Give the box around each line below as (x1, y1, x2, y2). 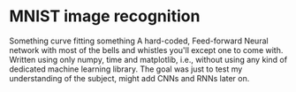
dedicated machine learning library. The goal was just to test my (9, 64, 243, 74)
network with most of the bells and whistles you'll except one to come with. (9, 44, 284, 55)
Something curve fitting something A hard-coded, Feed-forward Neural (9, 35, 269, 46)
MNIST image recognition (9, 6, 201, 27)
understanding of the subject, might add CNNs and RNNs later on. (9, 73, 250, 83)
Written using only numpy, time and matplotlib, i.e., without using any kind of (9, 54, 288, 65)
